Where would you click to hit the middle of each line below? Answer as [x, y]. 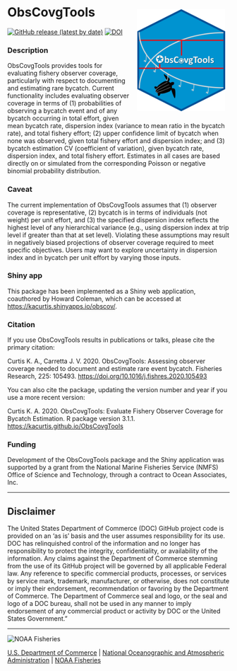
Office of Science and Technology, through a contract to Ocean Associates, [117, 475]
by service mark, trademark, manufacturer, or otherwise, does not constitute [119, 581]
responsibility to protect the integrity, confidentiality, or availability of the [113, 551]
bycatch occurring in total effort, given [63, 118]
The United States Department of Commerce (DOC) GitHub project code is [116, 529]
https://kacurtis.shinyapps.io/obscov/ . [62, 306]
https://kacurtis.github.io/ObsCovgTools [65, 426]
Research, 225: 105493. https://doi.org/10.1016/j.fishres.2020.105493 [107, 377]
